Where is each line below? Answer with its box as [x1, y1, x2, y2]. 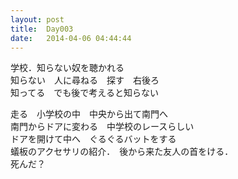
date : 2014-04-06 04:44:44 [10, 33, 132, 43]
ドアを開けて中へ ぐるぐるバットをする [10, 133, 177, 145]
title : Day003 [10, 24, 74, 34]
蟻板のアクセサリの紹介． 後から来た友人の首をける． [10, 146, 234, 158]
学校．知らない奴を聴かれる [10, 62, 125, 74]
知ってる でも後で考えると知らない [10, 87, 159, 99]
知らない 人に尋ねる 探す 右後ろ [10, 74, 160, 86]
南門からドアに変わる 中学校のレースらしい [10, 121, 195, 133]
